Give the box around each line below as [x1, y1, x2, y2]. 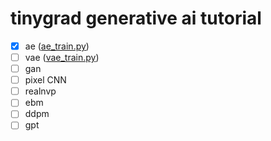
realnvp [24, 85, 57, 97]
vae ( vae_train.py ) [24, 52, 100, 63]
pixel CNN [24, 74, 67, 86]
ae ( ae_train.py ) [24, 40, 90, 52]
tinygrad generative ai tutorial [10, 7, 262, 30]
